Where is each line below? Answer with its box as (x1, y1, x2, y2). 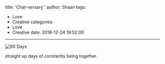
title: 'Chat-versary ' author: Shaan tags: (5, 4, 86, 10)
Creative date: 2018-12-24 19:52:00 (12, 30, 84, 35)
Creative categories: (12, 19, 54, 25)
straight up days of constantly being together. (5, 53, 98, 59)
